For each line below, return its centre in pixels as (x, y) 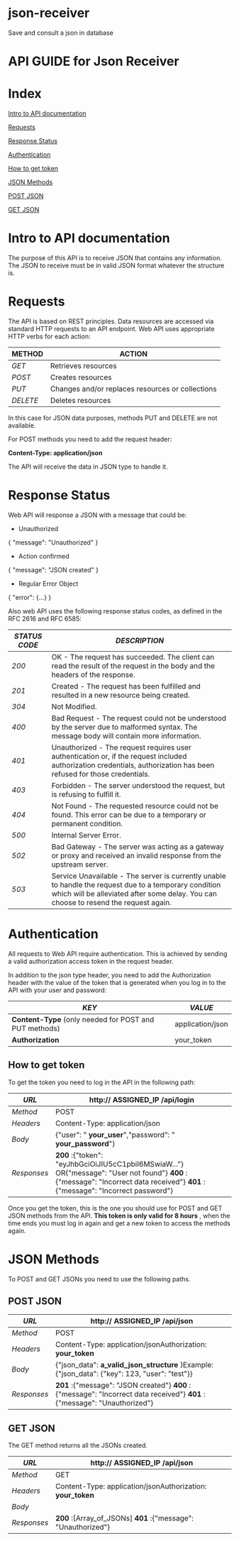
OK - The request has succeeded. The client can (133, 657)
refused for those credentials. (101, 774)
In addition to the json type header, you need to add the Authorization (110, 975)
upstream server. (80, 864)
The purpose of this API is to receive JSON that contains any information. (115, 258)
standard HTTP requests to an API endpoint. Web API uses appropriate (111, 328)
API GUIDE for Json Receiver (94, 61)
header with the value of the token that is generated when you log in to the (117, 982)
